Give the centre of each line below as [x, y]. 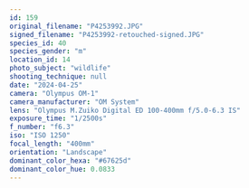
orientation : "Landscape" [58, 152]
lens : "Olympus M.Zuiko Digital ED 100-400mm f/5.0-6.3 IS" [125, 110]
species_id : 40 [38, 43]
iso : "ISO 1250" [40, 136]
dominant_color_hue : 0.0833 [62, 169]
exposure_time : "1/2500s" [58, 118]
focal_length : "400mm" [52, 144]
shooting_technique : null [58, 77]
